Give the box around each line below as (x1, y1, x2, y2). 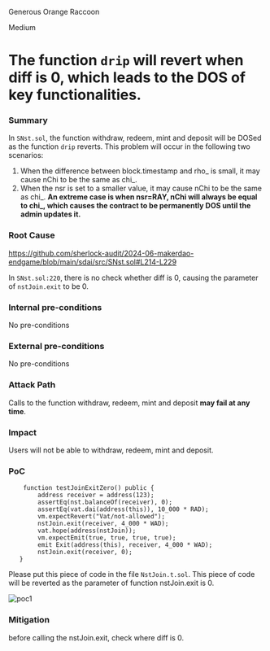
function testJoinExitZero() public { (23, 484, 155, 492)
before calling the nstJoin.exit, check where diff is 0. (8, 632, 185, 642)
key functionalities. (8, 85, 142, 104)
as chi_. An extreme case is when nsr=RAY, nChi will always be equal (20, 192, 258, 202)
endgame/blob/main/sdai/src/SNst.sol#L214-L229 (8, 256, 177, 267)
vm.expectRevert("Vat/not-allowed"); (37, 513, 165, 521)
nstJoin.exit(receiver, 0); (37, 548, 133, 557)
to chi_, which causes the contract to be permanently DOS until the (20, 201, 251, 211)
